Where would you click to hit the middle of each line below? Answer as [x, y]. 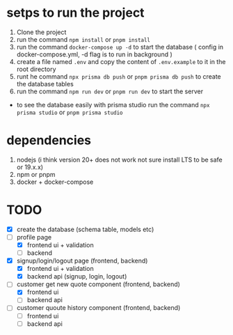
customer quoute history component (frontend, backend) [98, 308]
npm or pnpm [36, 174]
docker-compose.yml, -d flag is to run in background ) [95, 54]
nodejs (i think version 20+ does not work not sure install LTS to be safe [120, 159]
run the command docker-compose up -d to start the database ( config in [120, 47]
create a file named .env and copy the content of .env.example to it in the [121, 61]
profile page [34, 237]
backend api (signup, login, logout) [77, 276]
